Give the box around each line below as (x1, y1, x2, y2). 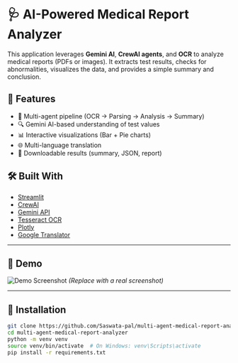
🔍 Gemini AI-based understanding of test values (17, 119, 160, 129)
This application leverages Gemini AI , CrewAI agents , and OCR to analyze (7, 50, 225, 58)
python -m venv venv (7, 335, 69, 342)
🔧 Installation (7, 303, 67, 315)
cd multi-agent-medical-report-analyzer (7, 329, 129, 337)
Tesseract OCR (17, 215, 62, 224)
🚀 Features (7, 93, 56, 105)
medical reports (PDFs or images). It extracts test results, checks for (7, 57, 207, 65)
